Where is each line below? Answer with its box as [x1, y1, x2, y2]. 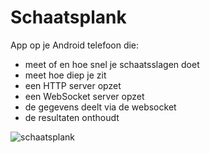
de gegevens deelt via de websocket [24, 101, 177, 113]
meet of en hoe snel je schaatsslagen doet [24, 58, 200, 70]
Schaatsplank [10, 6, 127, 29]
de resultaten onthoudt [24, 111, 120, 123]
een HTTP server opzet [24, 79, 122, 91]
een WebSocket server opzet [24, 90, 145, 102]
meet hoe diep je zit [24, 69, 107, 81]
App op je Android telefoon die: [10, 39, 140, 51]
